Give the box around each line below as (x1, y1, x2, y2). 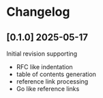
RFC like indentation (16, 63, 73, 71)
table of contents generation (16, 70, 97, 78)
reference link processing (16, 77, 89, 86)
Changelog (6, 4, 70, 20)
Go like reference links (16, 85, 80, 93)
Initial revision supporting (6, 49, 78, 58)
